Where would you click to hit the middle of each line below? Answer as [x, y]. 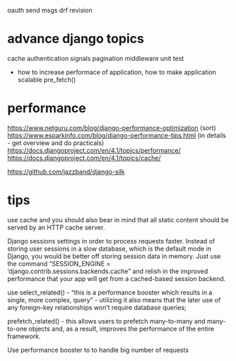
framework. [24, 336]
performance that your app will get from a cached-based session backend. [117, 278]
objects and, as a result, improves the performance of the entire [121, 328]
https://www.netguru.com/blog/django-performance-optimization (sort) [112, 127]
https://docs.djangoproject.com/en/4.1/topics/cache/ [84, 158]
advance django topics [76, 39]
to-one [17, 328]
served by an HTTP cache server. [56, 227]
